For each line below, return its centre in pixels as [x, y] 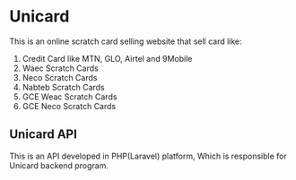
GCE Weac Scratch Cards [70, 97]
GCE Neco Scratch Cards [69, 106]
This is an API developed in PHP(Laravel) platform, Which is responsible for [148, 156]
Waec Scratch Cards [60, 68]
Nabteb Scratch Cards [63, 87]
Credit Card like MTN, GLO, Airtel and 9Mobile [107, 58]
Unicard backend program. [59, 165]
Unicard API [44, 135]
